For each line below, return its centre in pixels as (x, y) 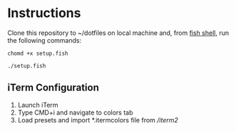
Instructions (44, 13)
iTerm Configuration (53, 88)
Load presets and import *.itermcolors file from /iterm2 (98, 120)
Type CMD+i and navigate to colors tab (75, 112)
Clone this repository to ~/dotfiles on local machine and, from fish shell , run (118, 33)
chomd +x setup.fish (38, 53)
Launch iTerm (38, 105)
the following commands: (45, 40)
